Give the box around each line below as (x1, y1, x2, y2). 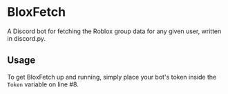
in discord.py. (7, 34, 46, 42)
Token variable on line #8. (7, 80, 79, 88)
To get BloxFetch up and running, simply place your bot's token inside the (7, 73, 217, 81)
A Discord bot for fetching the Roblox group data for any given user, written (7, 27, 222, 35)
